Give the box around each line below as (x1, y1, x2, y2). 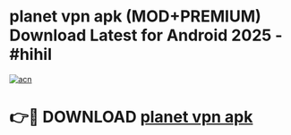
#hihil (9, 45, 52, 64)
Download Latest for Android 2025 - (9, 25, 283, 46)
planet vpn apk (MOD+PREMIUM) (9, 6, 261, 27)
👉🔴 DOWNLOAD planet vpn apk (9, 107, 253, 127)
